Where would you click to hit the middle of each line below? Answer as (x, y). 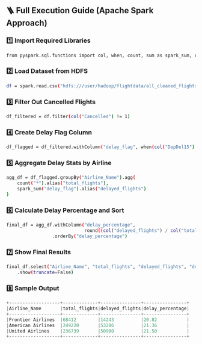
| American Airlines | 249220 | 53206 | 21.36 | (98, 325)
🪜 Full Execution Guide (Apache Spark (80, 11)
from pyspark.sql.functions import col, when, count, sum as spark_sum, (99, 55)
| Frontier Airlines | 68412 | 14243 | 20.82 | (98, 320)
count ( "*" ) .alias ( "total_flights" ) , (63, 183)
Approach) (27, 23)
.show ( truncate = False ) (45, 272)
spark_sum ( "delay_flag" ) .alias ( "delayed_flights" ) (82, 189)
